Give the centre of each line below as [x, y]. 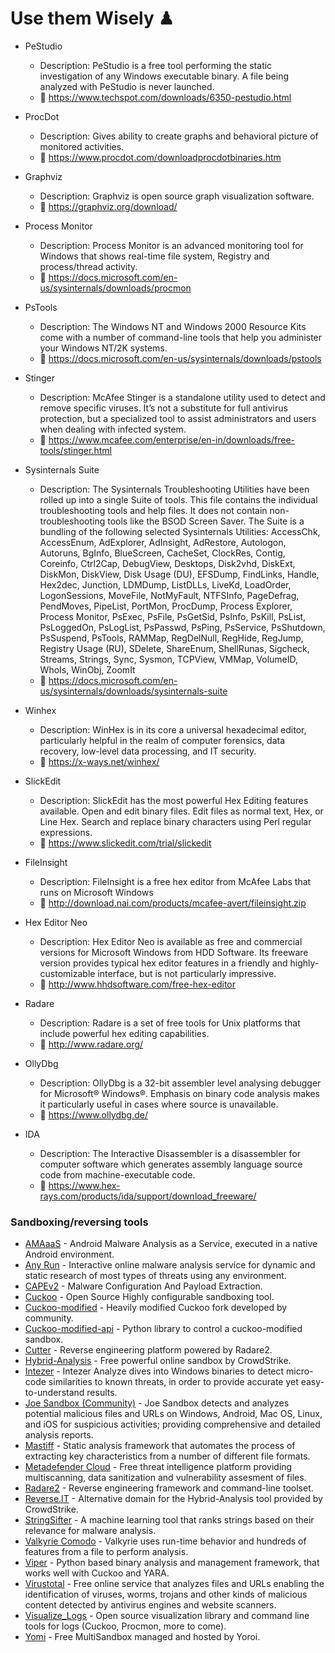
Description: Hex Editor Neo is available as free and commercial [171, 941]
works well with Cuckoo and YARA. [97, 1573]
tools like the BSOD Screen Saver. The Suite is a [206, 521]
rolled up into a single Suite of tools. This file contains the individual [178, 499]
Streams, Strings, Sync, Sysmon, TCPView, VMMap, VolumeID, [169, 659]
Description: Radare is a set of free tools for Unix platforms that [170, 1023]
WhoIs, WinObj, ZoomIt [87, 669]
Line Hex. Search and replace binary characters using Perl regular [175, 821]
